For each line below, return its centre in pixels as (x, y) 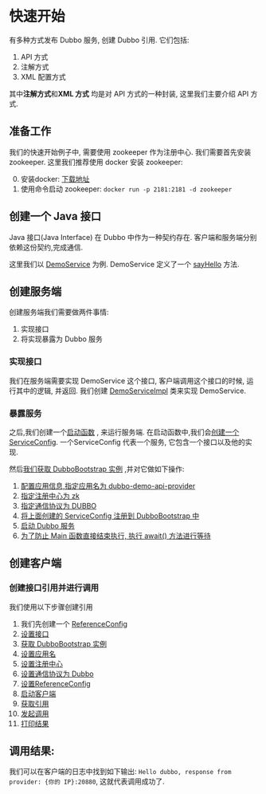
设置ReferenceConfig (55, 683)
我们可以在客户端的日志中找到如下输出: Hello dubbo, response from (120, 772)
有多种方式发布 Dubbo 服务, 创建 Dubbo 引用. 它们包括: (99, 40)
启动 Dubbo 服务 (47, 525)
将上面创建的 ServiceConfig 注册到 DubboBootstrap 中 (110, 516)
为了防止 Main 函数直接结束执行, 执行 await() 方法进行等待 (116, 536)
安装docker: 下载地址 (55, 179)
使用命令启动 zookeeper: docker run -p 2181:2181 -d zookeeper (126, 189)
